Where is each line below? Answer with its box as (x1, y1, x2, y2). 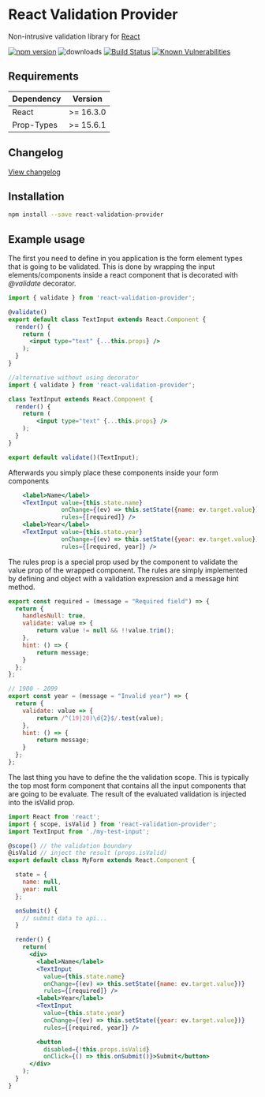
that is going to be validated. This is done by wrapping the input (8, 262, 215, 271)
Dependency (12, 93, 62, 104)
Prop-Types (12, 119, 58, 130)
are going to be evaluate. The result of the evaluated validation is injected (8, 789, 247, 798)
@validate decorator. (8, 278, 77, 289)
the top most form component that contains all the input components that (8, 781, 246, 790)
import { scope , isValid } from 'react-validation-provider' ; (8, 820, 217, 828)
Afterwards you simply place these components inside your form (8, 468, 218, 477)
